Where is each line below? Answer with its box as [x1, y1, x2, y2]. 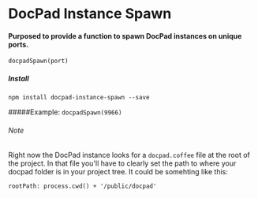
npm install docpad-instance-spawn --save [8, 94, 150, 102]
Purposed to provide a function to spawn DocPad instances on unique [8, 31, 242, 40]
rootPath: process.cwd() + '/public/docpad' [8, 182, 157, 190]
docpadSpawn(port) [8, 57, 69, 65]
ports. [8, 39, 29, 49]
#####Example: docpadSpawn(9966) [8, 107, 122, 117]
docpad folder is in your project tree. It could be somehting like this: [8, 166, 229, 176]
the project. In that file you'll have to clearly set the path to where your [8, 159, 237, 168]
